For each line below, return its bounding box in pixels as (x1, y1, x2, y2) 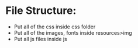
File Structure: (5, 4, 77, 17)
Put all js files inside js (13, 35, 68, 42)
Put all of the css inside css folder (13, 23, 96, 30)
